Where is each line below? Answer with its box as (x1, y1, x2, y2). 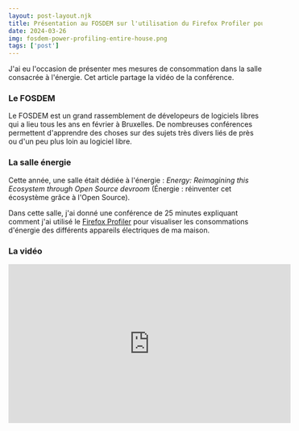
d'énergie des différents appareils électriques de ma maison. (8, 225, 210, 235)
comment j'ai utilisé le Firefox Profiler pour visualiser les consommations (8, 216, 249, 226)
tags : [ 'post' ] (8, 42, 60, 50)
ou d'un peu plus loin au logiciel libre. (8, 136, 133, 146)
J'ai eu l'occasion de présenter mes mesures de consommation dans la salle (8, 64, 262, 73)
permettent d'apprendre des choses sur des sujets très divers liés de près (8, 128, 254, 138)
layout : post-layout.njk (8, 11, 92, 20)
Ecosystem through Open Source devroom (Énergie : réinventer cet (8, 183, 232, 194)
